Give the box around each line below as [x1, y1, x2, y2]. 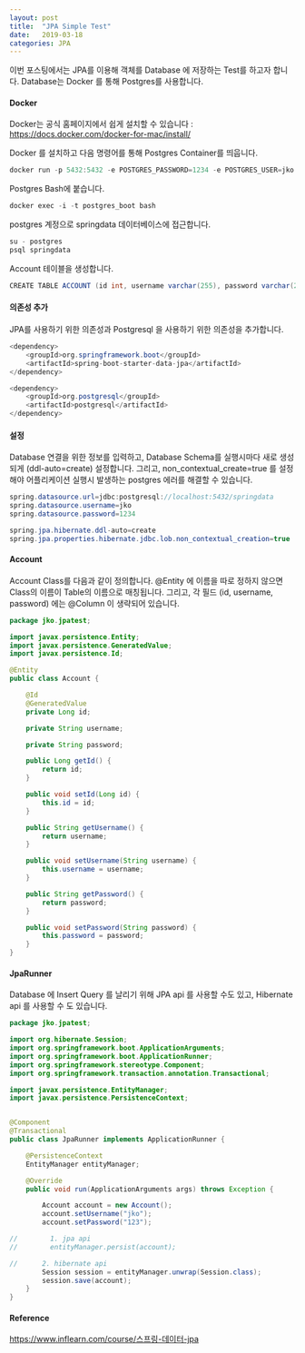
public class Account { [9, 674, 100, 684]
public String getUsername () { [25, 823, 144, 832]
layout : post [9, 13, 59, 23]
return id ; [42, 765, 84, 775]
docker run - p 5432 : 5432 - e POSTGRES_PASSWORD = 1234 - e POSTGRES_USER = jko [9, 165, 295, 175]
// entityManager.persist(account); [9, 1242, 177, 1251]
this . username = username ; [42, 864, 144, 874]
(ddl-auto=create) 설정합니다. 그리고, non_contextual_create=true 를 [25, 463, 277, 474]
